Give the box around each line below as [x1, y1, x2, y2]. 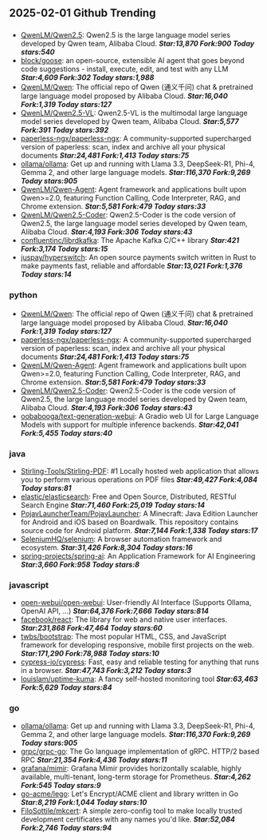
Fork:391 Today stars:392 [20, 125, 109, 135]
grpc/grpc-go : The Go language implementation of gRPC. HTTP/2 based [20, 746, 260, 756]
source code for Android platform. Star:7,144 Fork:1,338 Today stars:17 [20, 525, 258, 535]
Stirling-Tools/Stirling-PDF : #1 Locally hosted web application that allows [20, 466, 260, 476]
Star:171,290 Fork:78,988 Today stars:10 [20, 649, 160, 659]
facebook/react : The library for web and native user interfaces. [20, 615, 228, 624]
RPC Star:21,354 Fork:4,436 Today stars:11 [20, 754, 167, 764]
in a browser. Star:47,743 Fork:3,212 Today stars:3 [20, 666, 192, 675]
